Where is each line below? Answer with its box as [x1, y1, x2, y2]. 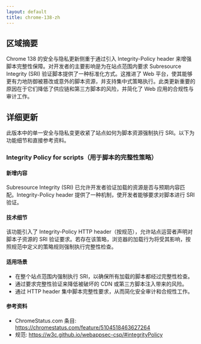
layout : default [6, 8, 47, 15]
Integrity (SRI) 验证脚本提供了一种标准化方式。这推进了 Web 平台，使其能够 [6, 70, 193, 78]
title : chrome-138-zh [6, 14, 61, 20]
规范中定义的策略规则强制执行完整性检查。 [11, 243, 117, 250]
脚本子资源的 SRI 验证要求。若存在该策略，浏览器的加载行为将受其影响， [6, 236, 186, 243]
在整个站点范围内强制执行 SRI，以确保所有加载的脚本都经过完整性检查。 [14, 272, 193, 280]
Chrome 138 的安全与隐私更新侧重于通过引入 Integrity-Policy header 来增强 [6, 55, 192, 63]
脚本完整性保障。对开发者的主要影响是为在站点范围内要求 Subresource [6, 63, 182, 70]
